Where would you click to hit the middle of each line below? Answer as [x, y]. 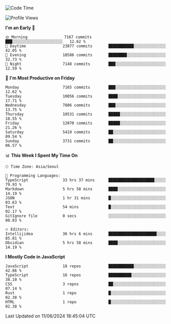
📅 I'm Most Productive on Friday [40, 78]
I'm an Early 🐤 [20, 28]
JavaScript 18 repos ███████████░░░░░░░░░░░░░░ [86, 266]
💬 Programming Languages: [33, 176]
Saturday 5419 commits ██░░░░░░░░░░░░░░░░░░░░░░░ [86, 132]
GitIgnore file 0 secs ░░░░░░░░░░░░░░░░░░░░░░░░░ [86, 216]
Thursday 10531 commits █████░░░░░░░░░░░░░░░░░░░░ [86, 114]
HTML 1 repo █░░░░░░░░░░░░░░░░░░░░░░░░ [86, 302]
